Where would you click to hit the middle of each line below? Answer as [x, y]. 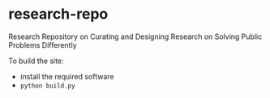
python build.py [47, 86]
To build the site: [36, 61]
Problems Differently [43, 45]
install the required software [67, 76]
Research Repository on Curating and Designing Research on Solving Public [135, 36]
